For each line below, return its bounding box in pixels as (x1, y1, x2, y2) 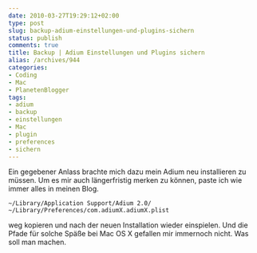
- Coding (8, 71, 38, 79)
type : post (8, 19, 45, 27)
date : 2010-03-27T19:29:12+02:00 (8, 11, 120, 20)
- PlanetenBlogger (8, 85, 69, 94)
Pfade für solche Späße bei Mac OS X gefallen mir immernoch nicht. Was (8, 229, 249, 239)
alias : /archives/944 (8, 57, 81, 65)
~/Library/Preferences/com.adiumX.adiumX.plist (8, 207, 170, 215)
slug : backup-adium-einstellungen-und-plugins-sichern (8, 26, 195, 34)
